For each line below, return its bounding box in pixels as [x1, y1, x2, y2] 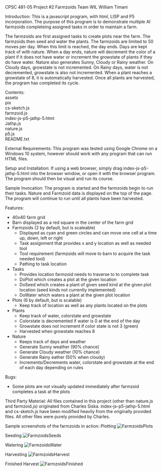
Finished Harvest [5, 461, 39, 467]
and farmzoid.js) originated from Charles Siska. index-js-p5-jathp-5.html [5, 403, 150, 409]
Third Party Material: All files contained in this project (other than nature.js [5, 398, 153, 404]
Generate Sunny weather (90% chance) [19, 344, 100, 350]
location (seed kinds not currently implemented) [19, 287, 116, 293]
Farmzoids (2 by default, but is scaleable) [12, 225, 96, 231]
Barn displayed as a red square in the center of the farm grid [12, 219, 134, 225]
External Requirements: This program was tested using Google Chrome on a [5, 146, 158, 151]
